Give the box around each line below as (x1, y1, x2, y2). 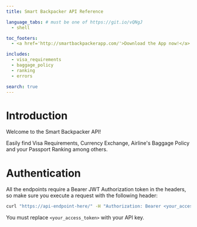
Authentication (6, 167, 81, 179)
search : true (6, 83, 38, 90)
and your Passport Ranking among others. (6, 146, 108, 153)
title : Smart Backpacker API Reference (6, 8, 104, 15)
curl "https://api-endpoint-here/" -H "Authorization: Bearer (6, 204, 161, 209)
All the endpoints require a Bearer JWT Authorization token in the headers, (6, 186, 186, 193)
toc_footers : (6, 35, 38, 41)
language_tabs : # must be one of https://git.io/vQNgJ (6, 19, 143, 25)
